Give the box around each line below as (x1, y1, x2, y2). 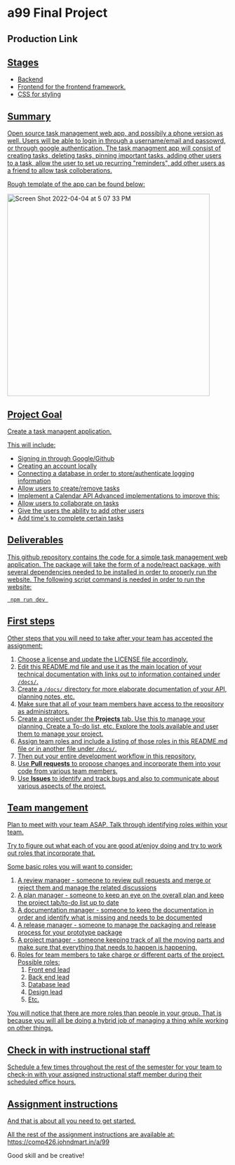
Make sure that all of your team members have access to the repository (17, 699, 224, 708)
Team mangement (7, 802, 89, 814)
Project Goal (7, 408, 62, 420)
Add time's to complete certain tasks (17, 514, 124, 523)
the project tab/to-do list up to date (17, 898, 119, 907)
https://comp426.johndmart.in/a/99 (7, 1138, 110, 1146)
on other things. (7, 1024, 53, 1032)
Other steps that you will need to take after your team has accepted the (7, 633, 213, 642)
